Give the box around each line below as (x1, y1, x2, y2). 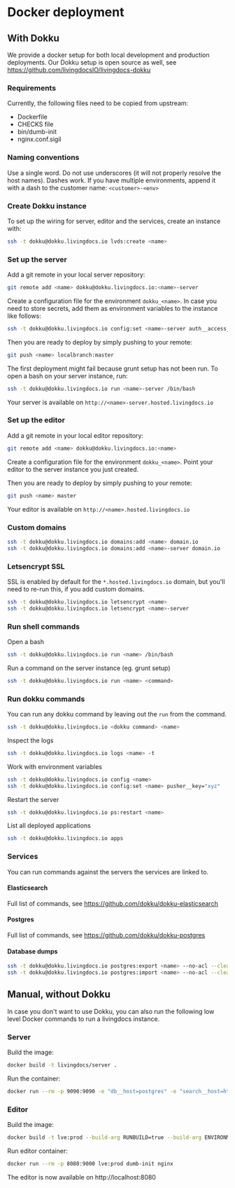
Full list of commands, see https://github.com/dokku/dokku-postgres (7, 931, 206, 939)
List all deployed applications (7, 822, 91, 830)
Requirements (7, 83, 57, 93)
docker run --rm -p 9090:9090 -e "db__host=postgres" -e (7, 1088, 177, 1095)
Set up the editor (7, 415, 65, 425)
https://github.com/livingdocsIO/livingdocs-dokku (7, 66, 151, 74)
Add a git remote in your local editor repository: (7, 431, 143, 439)
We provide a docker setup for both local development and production (7, 51, 210, 59)
